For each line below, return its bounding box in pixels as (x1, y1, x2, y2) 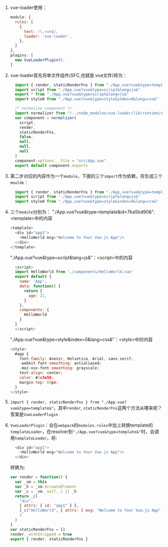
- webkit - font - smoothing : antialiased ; (19, 361, 102, 366)
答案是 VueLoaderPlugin (10, 411, 59, 417)
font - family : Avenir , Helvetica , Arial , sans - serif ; (19, 356, 134, 361)
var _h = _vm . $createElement (15, 484, 77, 489)
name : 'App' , (19, 279, 47, 284)
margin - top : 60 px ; (19, 380, 59, 385)
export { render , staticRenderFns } (10, 536, 88, 541)
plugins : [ (10, 53, 34, 58)
